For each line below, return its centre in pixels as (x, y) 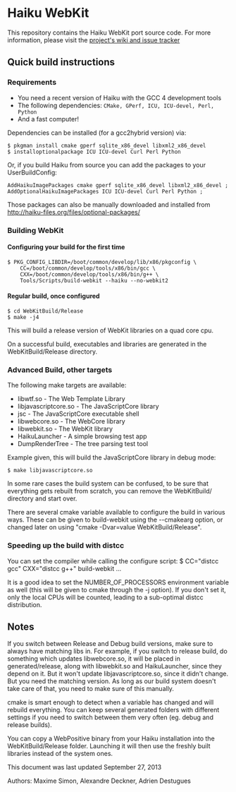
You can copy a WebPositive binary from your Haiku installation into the (111, 738)
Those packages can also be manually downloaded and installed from (109, 204)
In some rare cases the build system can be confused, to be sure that (108, 484)
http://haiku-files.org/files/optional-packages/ (74, 212)
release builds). (30, 725)
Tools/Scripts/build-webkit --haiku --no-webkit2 (94, 280)
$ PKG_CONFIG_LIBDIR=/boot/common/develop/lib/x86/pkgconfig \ (102, 262)
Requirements (32, 83)
